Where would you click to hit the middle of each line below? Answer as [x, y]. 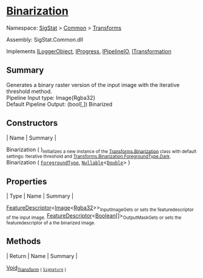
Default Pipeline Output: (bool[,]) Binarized [59, 104]
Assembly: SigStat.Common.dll [45, 39]
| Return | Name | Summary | [42, 256]
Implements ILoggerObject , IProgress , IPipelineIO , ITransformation [89, 51]
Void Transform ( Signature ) [36, 268]
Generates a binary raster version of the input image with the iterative [93, 85]
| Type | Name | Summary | [40, 196]
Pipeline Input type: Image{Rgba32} [51, 97]
